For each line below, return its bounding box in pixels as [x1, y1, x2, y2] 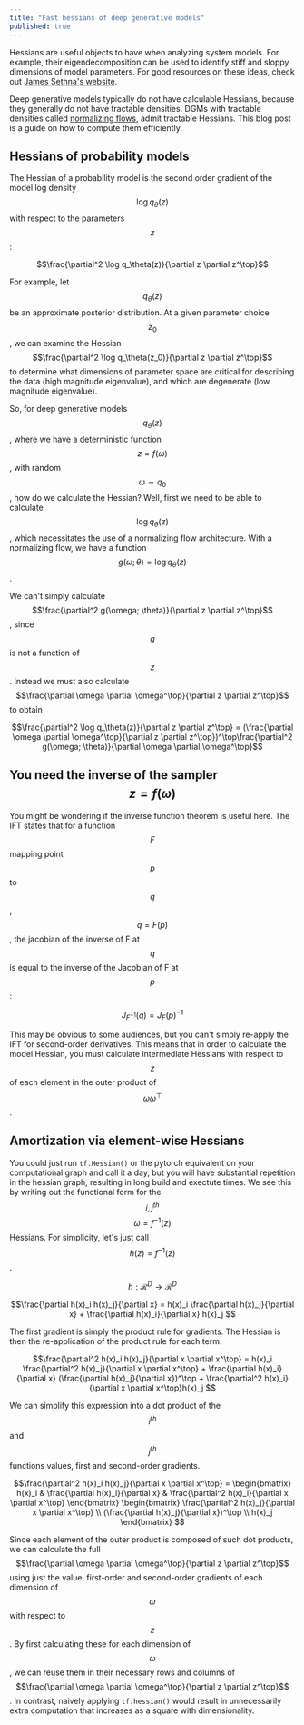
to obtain [9, 703, 43, 714]
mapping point [9, 848, 64, 859]
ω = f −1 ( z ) [133, 1216, 172, 1228]
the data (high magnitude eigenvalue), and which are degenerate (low [9, 375, 270, 386]
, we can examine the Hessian [9, 337, 122, 348]
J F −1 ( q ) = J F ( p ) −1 [121, 1008, 184, 1022]
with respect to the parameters [9, 213, 125, 224]
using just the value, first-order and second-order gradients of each [9, 1571, 263, 1582]
